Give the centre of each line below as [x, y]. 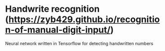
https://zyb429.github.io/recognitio [84, 19]
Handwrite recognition [53, 9]
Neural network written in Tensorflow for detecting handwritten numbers [79, 43]
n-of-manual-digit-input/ [58, 30]
